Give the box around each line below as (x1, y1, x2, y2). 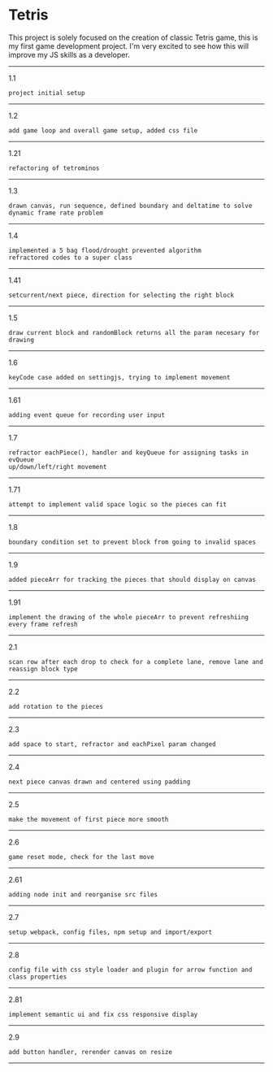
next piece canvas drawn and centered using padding (8, 778, 191, 786)
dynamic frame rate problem (8, 209, 104, 217)
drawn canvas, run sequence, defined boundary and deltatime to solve (8, 202, 253, 210)
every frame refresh (8, 620, 79, 628)
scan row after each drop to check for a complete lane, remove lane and (8, 658, 264, 666)
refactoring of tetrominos (8, 164, 100, 172)
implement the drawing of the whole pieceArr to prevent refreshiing (8, 613, 249, 621)
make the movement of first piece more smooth (8, 815, 169, 823)
